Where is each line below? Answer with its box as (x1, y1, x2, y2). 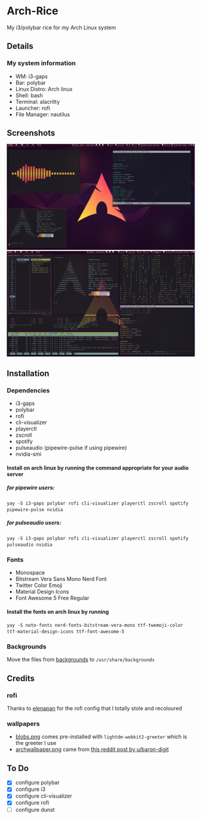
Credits (7, 673, 35, 684)
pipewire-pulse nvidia (7, 506, 63, 512)
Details (7, 41, 33, 51)
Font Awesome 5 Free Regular (15, 594, 89, 601)
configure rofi (15, 799, 50, 806)
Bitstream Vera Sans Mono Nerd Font (15, 575, 107, 582)
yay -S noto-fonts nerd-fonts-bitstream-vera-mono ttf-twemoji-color (7, 622, 184, 629)
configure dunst (15, 806, 55, 813)
